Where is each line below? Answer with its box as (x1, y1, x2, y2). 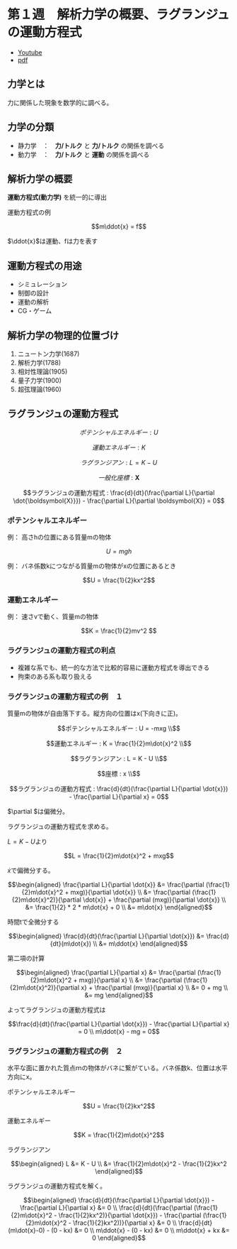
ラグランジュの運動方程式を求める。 (7, 822, 113, 831)
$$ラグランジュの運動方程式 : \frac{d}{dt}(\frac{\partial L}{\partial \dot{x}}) (9, 785, 229, 792)
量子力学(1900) (17, 376, 62, 384)
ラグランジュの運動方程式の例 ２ (7, 1046, 123, 1056)
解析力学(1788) (17, 359, 62, 366)
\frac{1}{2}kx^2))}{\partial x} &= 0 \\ (73, 1218, 177, 1227)
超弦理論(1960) (17, 385, 62, 393)
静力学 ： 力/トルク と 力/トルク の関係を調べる (17, 141, 165, 150)
